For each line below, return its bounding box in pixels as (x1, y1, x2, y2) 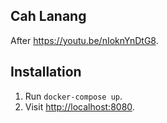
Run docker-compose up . (24, 90, 123, 102)
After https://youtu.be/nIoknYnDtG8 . (10, 34, 159, 46)
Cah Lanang (10, 8, 87, 25)
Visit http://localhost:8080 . (24, 100, 135, 113)
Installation (10, 64, 82, 81)
